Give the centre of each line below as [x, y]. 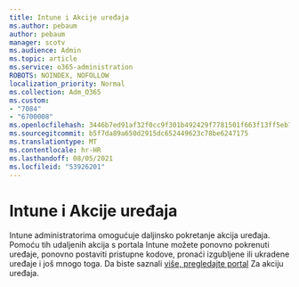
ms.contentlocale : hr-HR [55, 150]
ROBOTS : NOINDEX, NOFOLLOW [59, 76]
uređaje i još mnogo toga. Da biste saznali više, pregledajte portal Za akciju [146, 264]
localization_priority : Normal [67, 84]
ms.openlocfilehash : [48, 126]
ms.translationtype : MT [53, 142]
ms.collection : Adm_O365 [55, 92]
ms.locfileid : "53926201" [57, 167]
